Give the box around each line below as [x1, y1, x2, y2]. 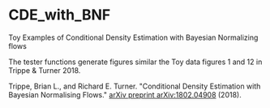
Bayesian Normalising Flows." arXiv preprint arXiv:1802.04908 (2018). [8, 89, 242, 99]
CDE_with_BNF [8, 6, 111, 24]
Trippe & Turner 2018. [8, 65, 81, 75]
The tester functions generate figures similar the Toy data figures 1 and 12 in [8, 57, 263, 67]
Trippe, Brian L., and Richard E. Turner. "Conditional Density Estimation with [8, 81, 261, 91]
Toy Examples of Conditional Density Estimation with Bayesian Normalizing [8, 32, 259, 42]
